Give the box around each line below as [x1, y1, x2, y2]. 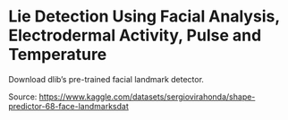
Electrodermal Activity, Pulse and [8, 25, 262, 46]
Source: [8, 91, 38, 102]
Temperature [8, 45, 107, 64]
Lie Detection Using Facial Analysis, [8, 6, 280, 27]
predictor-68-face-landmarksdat [8, 100, 129, 111]
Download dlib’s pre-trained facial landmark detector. [8, 73, 205, 84]
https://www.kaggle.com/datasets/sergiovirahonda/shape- [38, 91, 256, 102]
